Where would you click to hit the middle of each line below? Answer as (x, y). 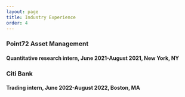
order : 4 (17, 23)
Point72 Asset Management (47, 44)
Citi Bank (19, 74)
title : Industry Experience (41, 17)
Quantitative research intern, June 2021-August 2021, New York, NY (93, 58)
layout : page (22, 12)
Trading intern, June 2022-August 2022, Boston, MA (73, 88)
